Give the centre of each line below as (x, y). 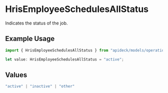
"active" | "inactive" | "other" (40, 86)
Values (16, 75)
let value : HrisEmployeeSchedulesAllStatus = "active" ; (64, 59)
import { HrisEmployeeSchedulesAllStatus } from (57, 50)
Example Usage (30, 39)
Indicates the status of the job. (36, 23)
